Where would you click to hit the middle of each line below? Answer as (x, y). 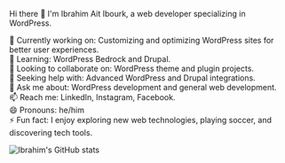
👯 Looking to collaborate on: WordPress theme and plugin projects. (132, 68)
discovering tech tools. (51, 132)
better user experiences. (54, 50)
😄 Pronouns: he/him (47, 110)
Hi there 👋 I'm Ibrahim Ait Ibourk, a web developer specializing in (127, 14)
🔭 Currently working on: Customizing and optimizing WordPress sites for (142, 40)
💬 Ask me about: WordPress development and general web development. (143, 87)
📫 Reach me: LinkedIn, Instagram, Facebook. (92, 97)
